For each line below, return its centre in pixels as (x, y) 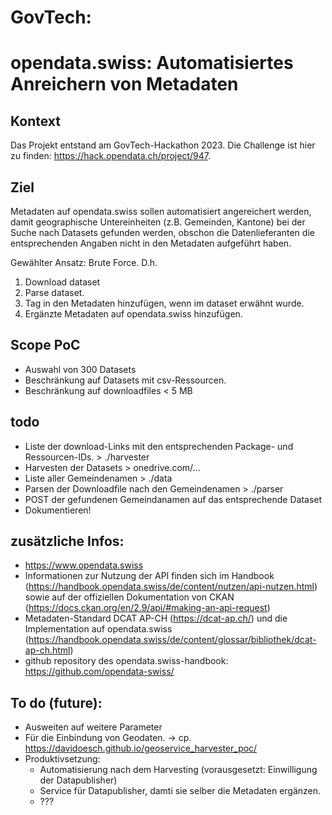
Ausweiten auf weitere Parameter (93, 727)
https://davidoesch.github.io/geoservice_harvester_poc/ (141, 748)
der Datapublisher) (78, 780)
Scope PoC (45, 345)
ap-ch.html (47, 650)
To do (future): (56, 702)
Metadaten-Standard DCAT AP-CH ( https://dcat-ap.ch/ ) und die (156, 618)
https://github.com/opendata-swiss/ (99, 672)
